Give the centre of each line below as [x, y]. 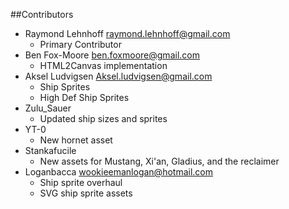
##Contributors [42, 14]
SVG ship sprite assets [86, 193]
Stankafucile [50, 150]
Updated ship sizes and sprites [103, 118]
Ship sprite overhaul [81, 182]
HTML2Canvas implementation [103, 65]
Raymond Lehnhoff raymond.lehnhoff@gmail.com [127, 33]
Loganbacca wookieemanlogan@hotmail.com [118, 172]
